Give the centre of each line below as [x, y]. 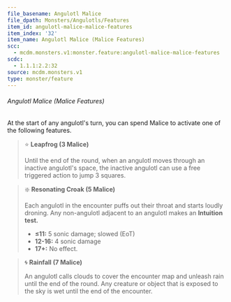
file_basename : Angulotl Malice [54, 14]
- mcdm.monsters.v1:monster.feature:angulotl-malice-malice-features [117, 53]
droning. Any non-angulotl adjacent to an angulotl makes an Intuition [124, 213]
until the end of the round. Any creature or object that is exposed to [121, 283]
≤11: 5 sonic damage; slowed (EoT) [85, 233]
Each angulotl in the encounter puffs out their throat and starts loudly [124, 205]
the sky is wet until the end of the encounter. [88, 291]
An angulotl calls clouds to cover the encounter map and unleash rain [124, 276]
